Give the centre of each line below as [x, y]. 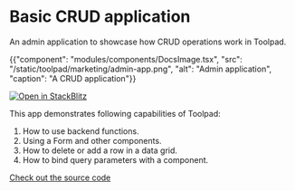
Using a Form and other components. [92, 140]
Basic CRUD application [100, 17]
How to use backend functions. [81, 131]
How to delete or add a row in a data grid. [100, 150]
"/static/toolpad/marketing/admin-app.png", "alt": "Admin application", [141, 69]
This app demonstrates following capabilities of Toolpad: [115, 113]
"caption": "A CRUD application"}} [73, 78]
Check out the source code [60, 177]
